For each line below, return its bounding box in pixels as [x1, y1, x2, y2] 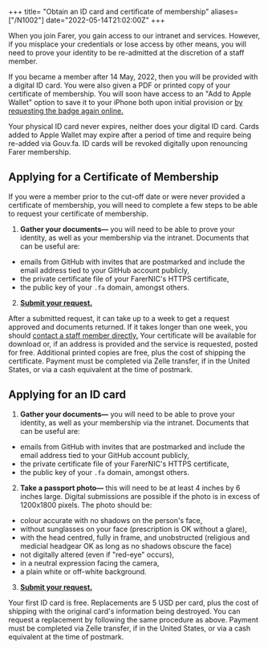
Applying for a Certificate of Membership [8, 170, 219, 184]
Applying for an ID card [8, 388, 127, 402]
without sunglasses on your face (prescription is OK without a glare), [19, 524, 247, 533]
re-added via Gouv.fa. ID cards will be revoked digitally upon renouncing [8, 139, 248, 148]
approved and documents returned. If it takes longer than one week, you [8, 322, 248, 331]
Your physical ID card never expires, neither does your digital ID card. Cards [8, 122, 259, 131]
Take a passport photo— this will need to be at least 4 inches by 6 [19, 483, 241, 493]
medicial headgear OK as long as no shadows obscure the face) [19, 541, 233, 550]
